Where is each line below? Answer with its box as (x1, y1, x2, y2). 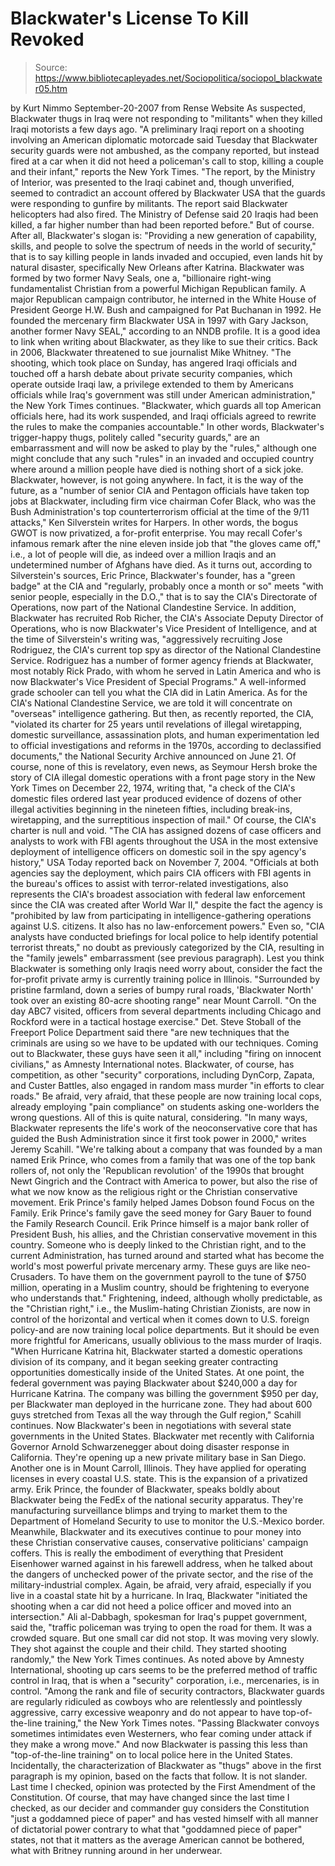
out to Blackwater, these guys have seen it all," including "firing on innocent (10, 1047, 322, 1059)
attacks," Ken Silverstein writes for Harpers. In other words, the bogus (10, 516, 299, 528)
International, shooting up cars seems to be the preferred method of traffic (10, 1663, 318, 1676)
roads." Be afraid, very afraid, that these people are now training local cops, (10, 1090, 323, 1102)
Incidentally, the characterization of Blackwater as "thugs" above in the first (10, 1759, 322, 1771)
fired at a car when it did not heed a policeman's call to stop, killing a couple (10, 155, 324, 167)
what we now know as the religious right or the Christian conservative (10, 1185, 298, 1197)
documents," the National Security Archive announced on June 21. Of (10, 750, 297, 762)
